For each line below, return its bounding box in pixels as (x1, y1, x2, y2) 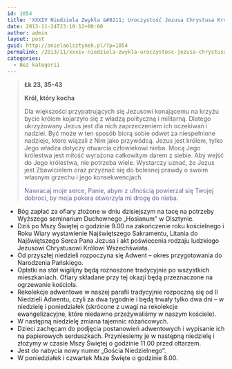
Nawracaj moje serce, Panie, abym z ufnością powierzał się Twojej (23, 186, 214, 195)
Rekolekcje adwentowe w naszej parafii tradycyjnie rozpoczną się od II (17, 288, 218, 296)
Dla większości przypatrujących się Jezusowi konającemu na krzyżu (23, 107, 220, 115)
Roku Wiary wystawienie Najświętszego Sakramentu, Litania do (17, 229, 198, 237)
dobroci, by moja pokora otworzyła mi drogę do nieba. (23, 194, 179, 202)
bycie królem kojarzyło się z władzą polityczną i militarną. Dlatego (23, 114, 211, 123)
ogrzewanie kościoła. (17, 280, 78, 288)
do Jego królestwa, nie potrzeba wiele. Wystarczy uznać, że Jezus (23, 158, 215, 166)
